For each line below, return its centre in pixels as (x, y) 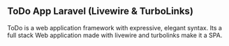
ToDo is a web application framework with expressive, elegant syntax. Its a (114, 27)
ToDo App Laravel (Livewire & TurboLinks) (101, 11)
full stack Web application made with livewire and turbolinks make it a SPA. (115, 35)
